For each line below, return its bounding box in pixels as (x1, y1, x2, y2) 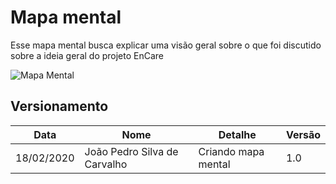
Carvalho (84, 157, 128, 171)
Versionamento (10, 98, 109, 115)
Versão (285, 127, 321, 141)
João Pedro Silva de (84, 144, 179, 158)
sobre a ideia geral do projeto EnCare (10, 49, 165, 61)
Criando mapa (198, 144, 265, 158)
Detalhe (218, 127, 257, 141)
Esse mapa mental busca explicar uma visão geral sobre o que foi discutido (10, 39, 322, 51)
